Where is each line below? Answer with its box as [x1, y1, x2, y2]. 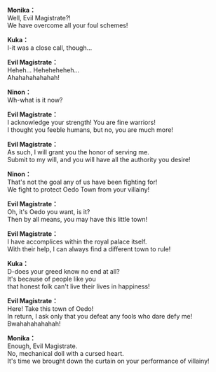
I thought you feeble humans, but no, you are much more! [7, 126, 174, 134]
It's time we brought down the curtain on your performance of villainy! [7, 357, 210, 366]
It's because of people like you [7, 275, 96, 284]
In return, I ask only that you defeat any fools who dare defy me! [7, 312, 193, 321]
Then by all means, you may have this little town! [7, 215, 148, 224]
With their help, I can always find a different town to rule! [7, 245, 171, 253]
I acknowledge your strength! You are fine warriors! [7, 118, 156, 127]
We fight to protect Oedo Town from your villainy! [7, 185, 150, 194]
